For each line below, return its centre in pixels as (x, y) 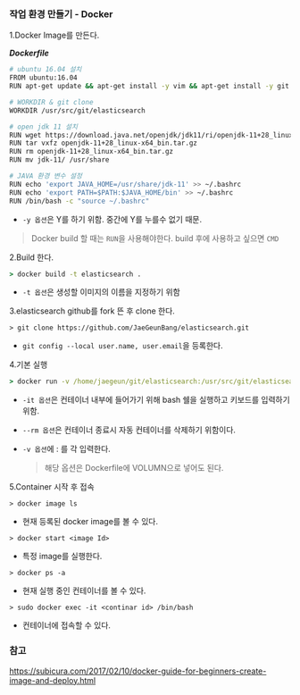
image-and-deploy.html (53, 680)
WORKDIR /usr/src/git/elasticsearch (77, 110)
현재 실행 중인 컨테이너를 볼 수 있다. (84, 590)
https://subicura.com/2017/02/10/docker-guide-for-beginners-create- (138, 671)
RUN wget (25, 135)
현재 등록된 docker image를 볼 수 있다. (90, 522)
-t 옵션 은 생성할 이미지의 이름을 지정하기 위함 (101, 292)
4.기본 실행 (29, 364)
